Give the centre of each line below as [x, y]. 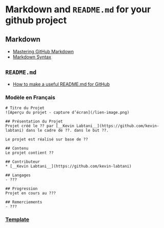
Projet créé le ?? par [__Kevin [40, 126]
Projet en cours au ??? [31, 193]
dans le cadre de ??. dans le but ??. [67, 131]
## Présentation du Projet [34, 121]
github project [36, 20]
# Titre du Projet [25, 108]
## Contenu [17, 149]
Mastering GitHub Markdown [43, 51]
